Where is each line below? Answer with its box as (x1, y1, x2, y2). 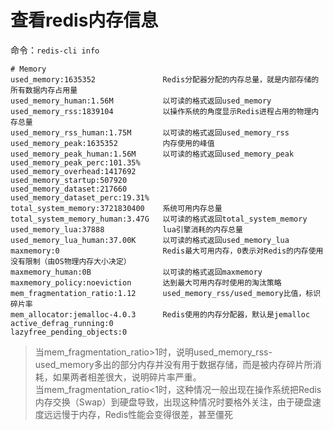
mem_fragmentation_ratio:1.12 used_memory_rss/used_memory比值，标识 (10, 288, 322, 298)
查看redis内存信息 (10, 9, 159, 32)
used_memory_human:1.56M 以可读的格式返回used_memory (10, 96, 272, 106)
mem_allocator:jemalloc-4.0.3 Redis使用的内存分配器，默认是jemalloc (10, 309, 311, 320)
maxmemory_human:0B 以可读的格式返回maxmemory (10, 267, 263, 277)
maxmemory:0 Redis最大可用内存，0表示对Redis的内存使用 (10, 246, 324, 256)
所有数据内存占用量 (10, 85, 78, 95)
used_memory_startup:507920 (10, 175, 128, 185)
